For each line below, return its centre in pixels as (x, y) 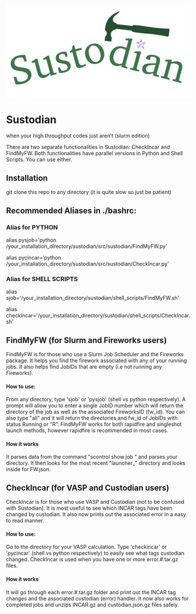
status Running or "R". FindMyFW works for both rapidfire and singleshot (94, 424)
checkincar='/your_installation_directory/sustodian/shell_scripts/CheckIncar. (98, 316)
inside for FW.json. (28, 469)
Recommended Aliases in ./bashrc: (71, 211)
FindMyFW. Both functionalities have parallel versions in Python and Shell (94, 153)
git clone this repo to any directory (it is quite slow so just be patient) (89, 192)
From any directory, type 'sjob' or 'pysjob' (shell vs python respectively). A (96, 400)
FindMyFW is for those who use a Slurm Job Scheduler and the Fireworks (95, 354)
